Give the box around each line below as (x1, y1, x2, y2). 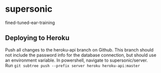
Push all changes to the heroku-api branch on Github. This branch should (5, 47, 154, 52)
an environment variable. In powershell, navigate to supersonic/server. (5, 57, 148, 63)
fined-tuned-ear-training (5, 20, 55, 25)
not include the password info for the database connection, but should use (5, 52, 157, 58)
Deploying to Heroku (5, 34, 70, 42)
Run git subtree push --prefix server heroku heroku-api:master (5, 62, 140, 68)
